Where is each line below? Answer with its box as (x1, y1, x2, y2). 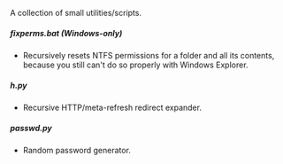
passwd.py (10, 122, 52, 133)
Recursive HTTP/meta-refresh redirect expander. (22, 102, 203, 113)
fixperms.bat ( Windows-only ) (10, 27, 123, 38)
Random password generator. (22, 144, 132, 155)
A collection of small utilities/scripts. (10, 8, 142, 18)
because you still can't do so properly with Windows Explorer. (22, 59, 249, 70)
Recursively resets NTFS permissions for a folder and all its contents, (22, 50, 275, 60)
